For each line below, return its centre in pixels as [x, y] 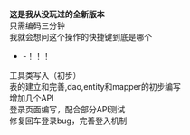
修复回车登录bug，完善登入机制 [68, 121]
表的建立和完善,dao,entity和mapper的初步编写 [95, 87]
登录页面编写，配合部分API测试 [67, 109]
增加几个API [32, 98]
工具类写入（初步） [45, 75]
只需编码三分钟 [37, 25]
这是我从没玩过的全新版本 [57, 14]
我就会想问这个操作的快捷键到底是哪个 [81, 37]
